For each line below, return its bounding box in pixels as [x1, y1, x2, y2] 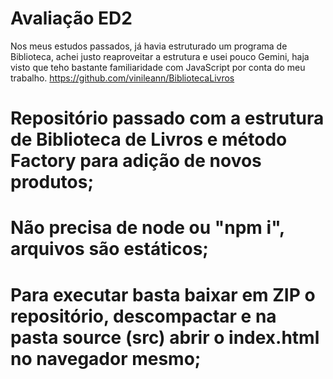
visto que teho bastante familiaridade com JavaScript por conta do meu [10, 61, 306, 73]
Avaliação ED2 [10, 7, 133, 30]
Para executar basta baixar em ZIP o [10, 283, 316, 306]
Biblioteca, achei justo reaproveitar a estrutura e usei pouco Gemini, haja [10, 50, 310, 62]
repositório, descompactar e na [10, 305, 277, 327]
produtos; [10, 171, 95, 194]
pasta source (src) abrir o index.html [10, 326, 320, 349]
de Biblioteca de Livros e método [10, 128, 288, 151]
